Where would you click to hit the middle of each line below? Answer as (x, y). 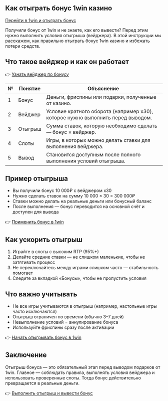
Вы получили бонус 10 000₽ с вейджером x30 (62, 190)
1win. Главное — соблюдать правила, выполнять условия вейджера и (80, 372)
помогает (23, 273)
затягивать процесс (34, 262)
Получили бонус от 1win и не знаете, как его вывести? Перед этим (77, 30)
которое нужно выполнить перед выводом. (99, 117)
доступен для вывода (35, 212)
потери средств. (23, 46)
